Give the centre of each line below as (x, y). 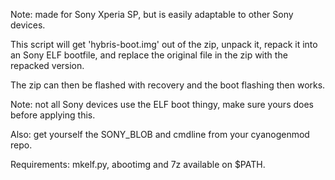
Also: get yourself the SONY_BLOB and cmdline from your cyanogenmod (160, 134)
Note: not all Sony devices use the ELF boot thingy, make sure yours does (162, 104)
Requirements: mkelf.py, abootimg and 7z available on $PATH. (138, 164)
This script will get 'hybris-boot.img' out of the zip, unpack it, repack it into (164, 44)
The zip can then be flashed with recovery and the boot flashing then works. (168, 85)
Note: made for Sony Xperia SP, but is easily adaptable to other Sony (152, 14)
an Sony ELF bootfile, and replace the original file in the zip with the (149, 55)
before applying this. (53, 115)
